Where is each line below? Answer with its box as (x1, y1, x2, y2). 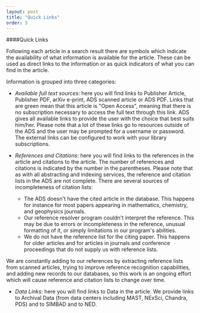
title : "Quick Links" (6, 14, 60, 20)
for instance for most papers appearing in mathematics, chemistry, (23, 202, 188, 209)
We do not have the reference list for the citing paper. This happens (23, 233, 190, 240)
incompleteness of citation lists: (14, 184, 94, 191)
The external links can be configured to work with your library (14, 134, 167, 141)
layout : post (6, 8, 39, 15)
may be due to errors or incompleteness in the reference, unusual (23, 221, 186, 228)
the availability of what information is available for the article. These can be (6, 54, 191, 61)
